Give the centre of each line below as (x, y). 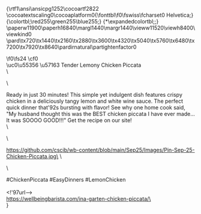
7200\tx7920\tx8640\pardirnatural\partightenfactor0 (71, 47)
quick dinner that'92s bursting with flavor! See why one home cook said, (96, 107)
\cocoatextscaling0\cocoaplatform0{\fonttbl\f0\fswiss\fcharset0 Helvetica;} (100, 15)
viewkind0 (19, 34)
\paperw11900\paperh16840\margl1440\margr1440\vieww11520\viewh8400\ (101, 28)
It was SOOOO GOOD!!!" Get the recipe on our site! (69, 120)
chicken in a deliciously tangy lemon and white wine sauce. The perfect (94, 101)
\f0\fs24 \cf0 (22, 59)
